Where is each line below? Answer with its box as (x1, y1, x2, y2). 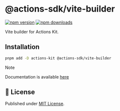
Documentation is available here (5, 74, 69, 79)
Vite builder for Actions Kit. (5, 29, 59, 34)
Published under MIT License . (5, 101, 65, 107)
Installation (5, 43, 40, 51)
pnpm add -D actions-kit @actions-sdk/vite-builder (5, 56, 111, 61)
